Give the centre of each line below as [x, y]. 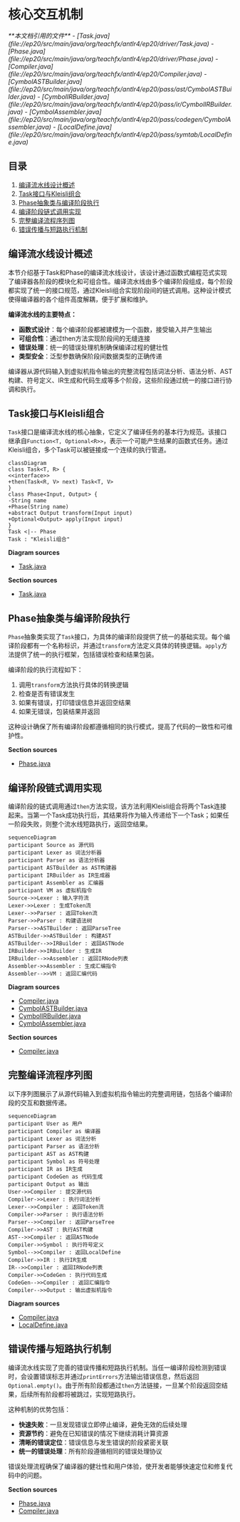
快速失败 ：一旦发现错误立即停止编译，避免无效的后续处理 [103, 1424]
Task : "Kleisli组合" [39, 540]
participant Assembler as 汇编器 [56, 883]
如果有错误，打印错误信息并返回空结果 [74, 703]
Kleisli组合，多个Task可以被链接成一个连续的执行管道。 [89, 450]
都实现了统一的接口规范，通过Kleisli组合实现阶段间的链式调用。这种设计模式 [120, 290]
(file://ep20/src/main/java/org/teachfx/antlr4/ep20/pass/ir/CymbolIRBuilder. [120, 104]
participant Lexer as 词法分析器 [55, 853]
